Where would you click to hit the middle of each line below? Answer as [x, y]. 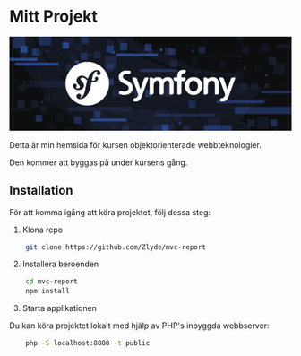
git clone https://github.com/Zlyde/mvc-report [116, 247]
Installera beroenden [60, 264]
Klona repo [43, 230]
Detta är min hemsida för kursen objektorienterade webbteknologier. [135, 144]
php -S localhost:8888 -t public [88, 343]
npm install [47, 291]
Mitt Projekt [54, 17]
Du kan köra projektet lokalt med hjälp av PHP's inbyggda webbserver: [140, 326]
